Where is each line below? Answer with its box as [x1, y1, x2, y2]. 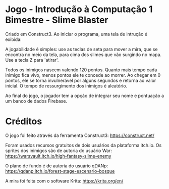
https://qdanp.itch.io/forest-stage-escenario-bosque [5, 168, 115, 174]
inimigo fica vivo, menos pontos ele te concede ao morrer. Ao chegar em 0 [5, 72, 161, 78]
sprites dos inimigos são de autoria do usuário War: [5, 148, 112, 154]
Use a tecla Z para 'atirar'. [5, 57, 59, 63]
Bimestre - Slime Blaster [5, 14, 108, 26]
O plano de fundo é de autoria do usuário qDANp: [5, 163, 108, 169]
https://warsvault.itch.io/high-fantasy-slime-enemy [5, 153, 111, 159]
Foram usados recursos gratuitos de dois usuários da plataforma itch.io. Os [5, 142, 162, 148]
